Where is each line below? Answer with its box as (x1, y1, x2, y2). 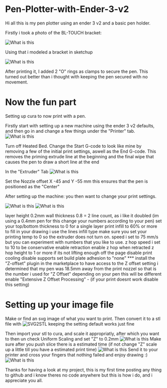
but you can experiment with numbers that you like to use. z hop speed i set (5, 239, 161, 245)
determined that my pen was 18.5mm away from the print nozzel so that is (5, 266, 157, 272)
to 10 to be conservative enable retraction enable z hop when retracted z (5, 244, 154, 250)
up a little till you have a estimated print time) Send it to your (5, 346, 158, 353)
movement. (5, 79, 28, 85)
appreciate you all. (5, 377, 43, 383)
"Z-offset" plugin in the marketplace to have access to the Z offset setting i (5, 260, 159, 266)
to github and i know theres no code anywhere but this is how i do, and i (5, 372, 153, 378)
